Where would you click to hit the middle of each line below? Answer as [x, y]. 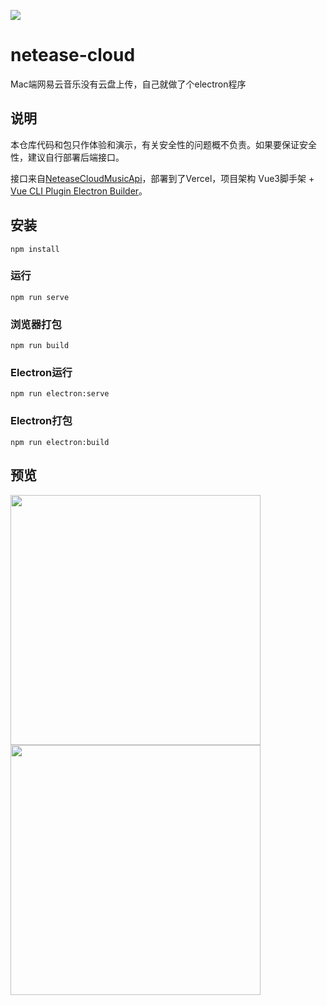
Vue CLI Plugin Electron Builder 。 [79, 191]
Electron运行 [41, 373]
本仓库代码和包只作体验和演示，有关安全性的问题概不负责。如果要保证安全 [163, 144]
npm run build [40, 346]
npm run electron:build [60, 442]
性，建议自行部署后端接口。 [67, 157]
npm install [35, 249]
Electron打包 [41, 421]
